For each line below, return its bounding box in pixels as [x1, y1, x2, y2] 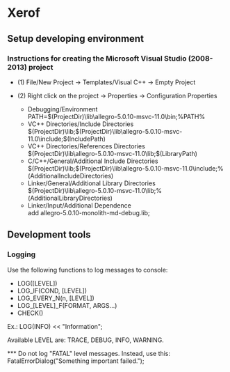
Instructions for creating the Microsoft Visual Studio [7, 54, 187, 63]
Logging [7, 249, 36, 259]
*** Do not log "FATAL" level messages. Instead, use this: [7, 349, 171, 357]
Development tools [7, 228, 91, 241]
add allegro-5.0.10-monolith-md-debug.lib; [27, 208, 151, 217]
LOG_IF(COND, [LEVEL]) [17, 286, 88, 295]
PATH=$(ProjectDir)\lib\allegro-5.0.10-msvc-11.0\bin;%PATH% [27, 112, 206, 121]
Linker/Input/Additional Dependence [27, 201, 132, 210]
